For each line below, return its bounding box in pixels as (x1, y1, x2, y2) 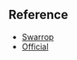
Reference (8, 7, 69, 23)
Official (21, 41, 49, 52)
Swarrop (21, 31, 54, 42)
